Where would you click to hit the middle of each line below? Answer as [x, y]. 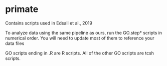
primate [22, 9]
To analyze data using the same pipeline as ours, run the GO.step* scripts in [83, 32]
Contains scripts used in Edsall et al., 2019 [49, 23]
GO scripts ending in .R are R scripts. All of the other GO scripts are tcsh [80, 53]
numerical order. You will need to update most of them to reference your [80, 38]
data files [15, 43]
